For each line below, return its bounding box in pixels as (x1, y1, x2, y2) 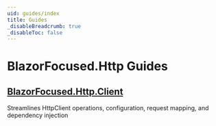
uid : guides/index (7, 10, 60, 17)
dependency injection (7, 111, 69, 120)
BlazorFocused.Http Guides (7, 59, 168, 74)
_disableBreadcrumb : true (7, 23, 81, 29)
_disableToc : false (7, 29, 63, 36)
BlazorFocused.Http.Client (7, 86, 123, 97)
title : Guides (7, 16, 48, 23)
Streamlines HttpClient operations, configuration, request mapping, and (7, 104, 209, 112)
